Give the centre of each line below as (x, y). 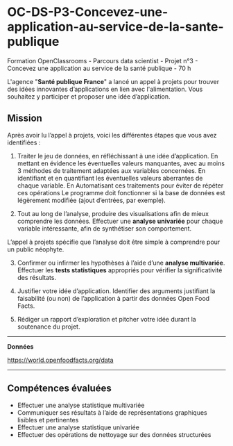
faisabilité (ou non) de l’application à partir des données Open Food (113, 298)
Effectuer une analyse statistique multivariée (81, 405)
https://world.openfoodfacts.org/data (60, 360)
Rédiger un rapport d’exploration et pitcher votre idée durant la (106, 319)
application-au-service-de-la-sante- (115, 27)
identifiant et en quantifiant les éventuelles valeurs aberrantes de (110, 178)
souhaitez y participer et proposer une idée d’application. (89, 96)
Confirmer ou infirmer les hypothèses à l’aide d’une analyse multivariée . (121, 263)
